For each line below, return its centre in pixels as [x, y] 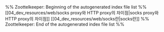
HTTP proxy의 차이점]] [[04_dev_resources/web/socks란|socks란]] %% [77, 19]
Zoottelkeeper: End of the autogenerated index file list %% [65, 24]
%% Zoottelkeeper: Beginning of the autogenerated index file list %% [76, 7]
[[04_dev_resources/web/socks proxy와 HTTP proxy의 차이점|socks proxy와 [82, 13]
